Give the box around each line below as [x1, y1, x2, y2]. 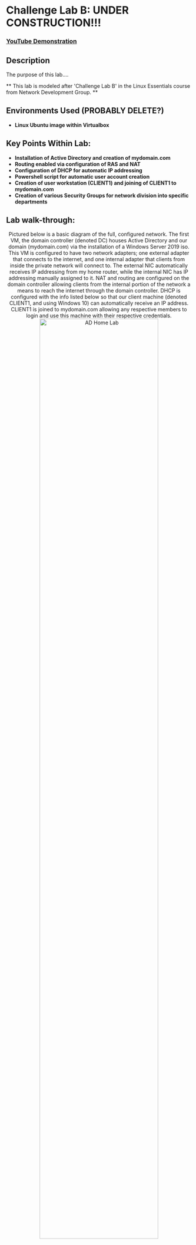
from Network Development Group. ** [6, 88, 98, 96]
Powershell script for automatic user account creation [14, 173, 150, 180]
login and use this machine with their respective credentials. [26, 312, 172, 319]
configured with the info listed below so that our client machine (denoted [11, 293, 187, 301]
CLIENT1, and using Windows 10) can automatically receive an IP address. [9, 300, 189, 307]
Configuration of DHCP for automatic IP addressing [14, 166, 142, 174]
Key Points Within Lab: [6, 139, 91, 149]
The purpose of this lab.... [6, 71, 69, 78]
